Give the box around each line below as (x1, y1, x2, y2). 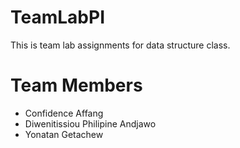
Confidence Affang (24, 107, 104, 119)
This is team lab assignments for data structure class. (10, 39, 231, 51)
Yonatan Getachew (24, 128, 104, 140)
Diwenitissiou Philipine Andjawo (24, 117, 157, 130)
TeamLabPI (10, 6, 106, 29)
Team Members (10, 74, 143, 97)
